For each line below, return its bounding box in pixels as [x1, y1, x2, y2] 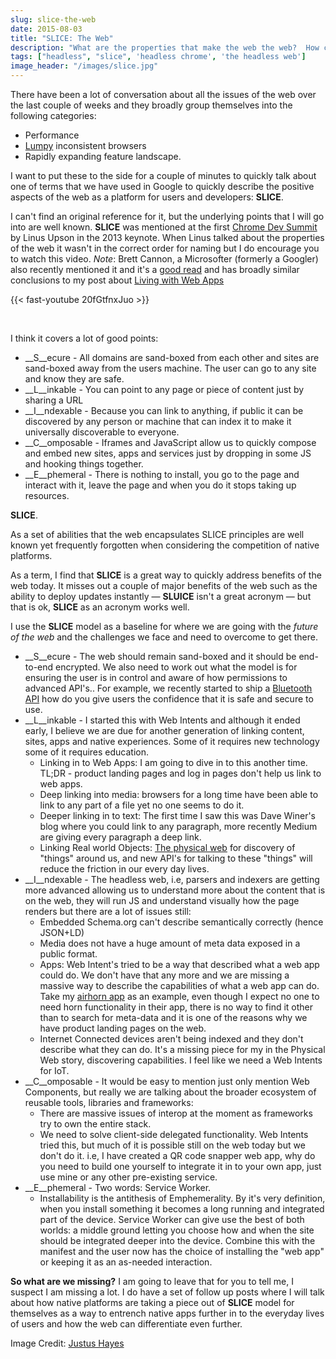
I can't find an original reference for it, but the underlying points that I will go [10, 211, 325, 222]
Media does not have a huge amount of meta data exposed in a [39, 937, 301, 949]
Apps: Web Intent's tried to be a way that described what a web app [39, 959, 320, 970]
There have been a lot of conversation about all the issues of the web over [10, 89, 317, 100]
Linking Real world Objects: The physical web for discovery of [39, 842, 296, 853]
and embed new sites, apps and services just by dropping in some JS [24, 447, 312, 459]
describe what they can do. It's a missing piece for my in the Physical [39, 1044, 326, 1055]
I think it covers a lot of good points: [10, 332, 159, 344]
